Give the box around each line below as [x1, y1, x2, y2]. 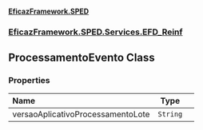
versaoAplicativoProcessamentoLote [12, 108, 150, 120]
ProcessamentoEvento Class [8, 50, 156, 64]
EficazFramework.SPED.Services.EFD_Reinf [8, 26, 183, 37]
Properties [8, 74, 50, 85]
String [157, 110, 183, 119]
